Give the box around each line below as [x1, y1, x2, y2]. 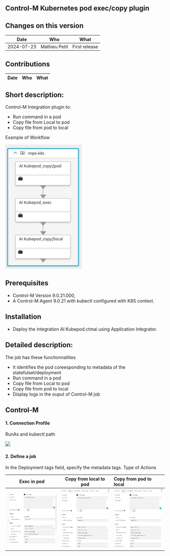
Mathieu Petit [40, 43, 68, 50]
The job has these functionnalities [5, 354, 76, 360]
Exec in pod [19, 478, 45, 484]
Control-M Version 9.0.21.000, [12, 292, 76, 299]
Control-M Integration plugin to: [5, 104, 71, 110]
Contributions [5, 59, 50, 68]
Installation [5, 312, 41, 321]
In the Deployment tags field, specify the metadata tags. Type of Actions [5, 465, 157, 471]
